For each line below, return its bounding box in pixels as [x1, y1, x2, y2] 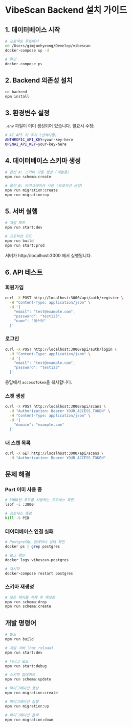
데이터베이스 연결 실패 [5, 528, 54, 535]
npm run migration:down [5, 717, 54, 722]
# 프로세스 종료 [5, 511, 32, 516]
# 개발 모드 [5, 220, 25, 226]
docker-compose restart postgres [5, 571, 73, 576]
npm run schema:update [5, 677, 51, 682]
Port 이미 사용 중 [5, 486, 43, 493]
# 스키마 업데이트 [5, 673, 36, 677]
